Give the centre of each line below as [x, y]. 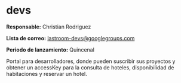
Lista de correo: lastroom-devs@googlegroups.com [70, 38]
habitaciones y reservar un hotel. [47, 74]
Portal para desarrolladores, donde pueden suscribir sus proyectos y [91, 61]
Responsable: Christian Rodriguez [49, 27]
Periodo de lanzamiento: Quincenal [50, 50]
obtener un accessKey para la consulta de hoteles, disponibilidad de [90, 67]
